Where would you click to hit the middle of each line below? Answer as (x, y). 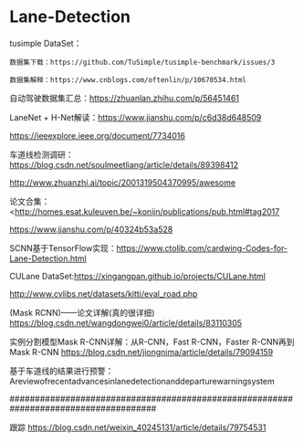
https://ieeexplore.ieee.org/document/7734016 (97, 135)
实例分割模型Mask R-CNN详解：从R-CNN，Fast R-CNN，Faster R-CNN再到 (152, 342)
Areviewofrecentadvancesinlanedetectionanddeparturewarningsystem (142, 381)
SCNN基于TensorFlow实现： (63, 247)
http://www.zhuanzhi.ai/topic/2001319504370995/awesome (122, 182)
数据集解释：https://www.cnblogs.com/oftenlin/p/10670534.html (128, 79)
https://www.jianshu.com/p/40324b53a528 (91, 229)
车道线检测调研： (42, 154)
